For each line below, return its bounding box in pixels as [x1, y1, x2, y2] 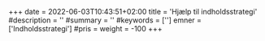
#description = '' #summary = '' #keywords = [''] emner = [8, 15, 202, 25]
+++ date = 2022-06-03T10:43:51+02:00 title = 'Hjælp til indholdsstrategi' [8, 7, 258, 16]
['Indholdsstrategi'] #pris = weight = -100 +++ [8, 24, 163, 33]
